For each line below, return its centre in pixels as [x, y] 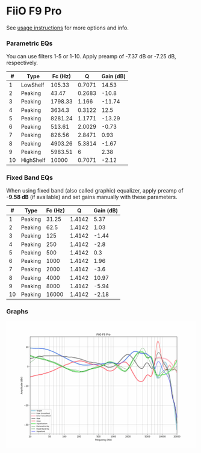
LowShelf [32, 85]
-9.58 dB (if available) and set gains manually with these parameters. [92, 197]
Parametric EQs [29, 43]
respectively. [22, 63]
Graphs [17, 312]
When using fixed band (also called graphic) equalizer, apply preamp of [95, 191]
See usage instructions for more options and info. [68, 28]
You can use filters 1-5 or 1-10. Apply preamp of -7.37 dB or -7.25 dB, [91, 57]
